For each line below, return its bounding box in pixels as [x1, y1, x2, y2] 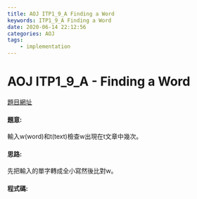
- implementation [20, 43, 71, 50]
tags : [7, 37, 23, 44]
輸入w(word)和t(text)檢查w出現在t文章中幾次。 [7, 132, 143, 141]
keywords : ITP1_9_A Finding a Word [7, 17, 112, 24]
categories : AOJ [7, 30, 55, 37]
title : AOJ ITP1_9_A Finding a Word [7, 10, 115, 18]
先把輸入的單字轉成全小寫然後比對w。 [7, 167, 117, 175]
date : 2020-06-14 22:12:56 [7, 23, 87, 30]
